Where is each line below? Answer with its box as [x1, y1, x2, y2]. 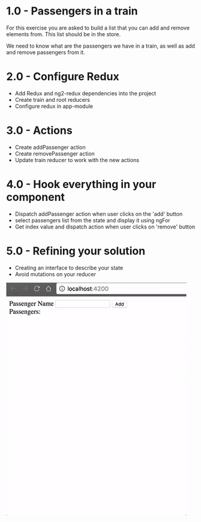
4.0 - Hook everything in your [6, 178, 157, 191]
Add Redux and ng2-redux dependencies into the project [14, 89, 157, 97]
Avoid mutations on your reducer [14, 270, 96, 278]
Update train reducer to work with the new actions [14, 156, 140, 163]
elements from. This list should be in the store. [6, 30, 121, 37]
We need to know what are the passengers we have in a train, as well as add [6, 42, 195, 49]
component [6, 190, 65, 204]
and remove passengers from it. [6, 48, 85, 55]
